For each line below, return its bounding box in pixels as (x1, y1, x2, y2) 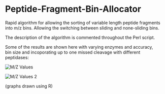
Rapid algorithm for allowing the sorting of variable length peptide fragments (5, 20, 161, 26)
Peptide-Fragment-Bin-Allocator (5, 3, 141, 15)
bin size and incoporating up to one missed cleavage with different (5, 49, 140, 55)
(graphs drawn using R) (5, 83, 53, 89)
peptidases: (5, 54, 29, 60)
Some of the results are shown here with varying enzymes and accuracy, (5, 44, 154, 50)
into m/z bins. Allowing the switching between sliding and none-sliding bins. (5, 25, 160, 31)
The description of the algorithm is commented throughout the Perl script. (5, 34, 155, 40)
